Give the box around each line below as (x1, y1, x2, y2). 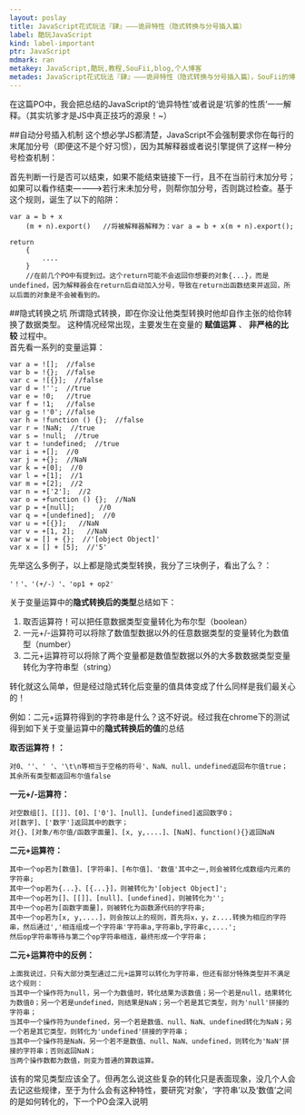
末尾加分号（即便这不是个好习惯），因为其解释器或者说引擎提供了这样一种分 (9, 140, 292, 151)
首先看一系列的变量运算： (9, 342, 105, 353)
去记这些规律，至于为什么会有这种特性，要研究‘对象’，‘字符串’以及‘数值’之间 (9, 1084, 292, 1095)
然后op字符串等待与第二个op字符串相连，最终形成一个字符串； (9, 932, 209, 941)
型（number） (22, 638, 76, 650)
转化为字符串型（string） (22, 661, 116, 672)
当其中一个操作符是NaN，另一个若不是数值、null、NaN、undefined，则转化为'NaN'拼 (9, 1037, 290, 1046)
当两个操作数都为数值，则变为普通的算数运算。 (9, 1056, 159, 1065)
